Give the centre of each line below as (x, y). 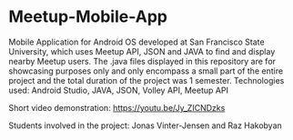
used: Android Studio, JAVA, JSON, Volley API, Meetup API (119, 90)
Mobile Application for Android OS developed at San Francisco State (136, 42)
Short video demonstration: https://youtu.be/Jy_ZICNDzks (117, 107)
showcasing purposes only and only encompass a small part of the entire (146, 71)
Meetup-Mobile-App (88, 17)
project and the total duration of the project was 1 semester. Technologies (146, 80)
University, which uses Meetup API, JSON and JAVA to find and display (142, 51)
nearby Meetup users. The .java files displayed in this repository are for (142, 61)
